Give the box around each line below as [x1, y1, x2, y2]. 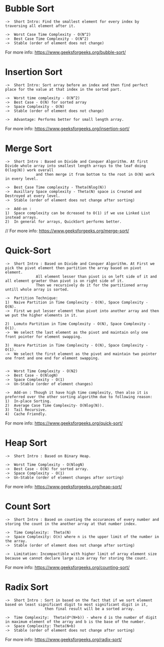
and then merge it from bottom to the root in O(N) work [36, 172, 155, 177]
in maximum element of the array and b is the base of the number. [5, 619, 146, 624]
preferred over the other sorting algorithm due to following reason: [5, 394, 153, 399]
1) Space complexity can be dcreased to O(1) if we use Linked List [5, 211, 151, 216]
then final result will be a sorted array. [44, 606, 135, 611]
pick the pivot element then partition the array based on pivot [5, 266, 141, 270]
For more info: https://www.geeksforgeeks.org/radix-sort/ [5, 636, 122, 642]
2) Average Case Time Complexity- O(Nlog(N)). [5, 403, 105, 408]
